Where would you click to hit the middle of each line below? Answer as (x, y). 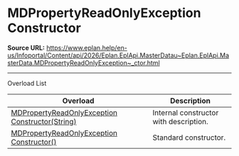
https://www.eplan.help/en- (87, 48)
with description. (180, 121)
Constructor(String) (44, 121)
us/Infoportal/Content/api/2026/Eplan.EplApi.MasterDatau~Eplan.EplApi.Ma (118, 55)
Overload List (27, 83)
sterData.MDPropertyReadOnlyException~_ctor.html (84, 62)
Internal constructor (186, 113)
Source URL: (26, 48)
